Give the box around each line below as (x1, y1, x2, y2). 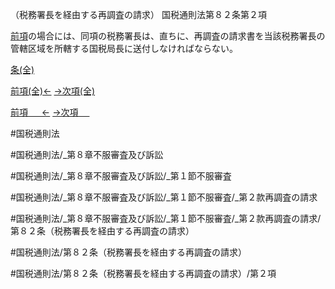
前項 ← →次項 (10, 106, 79, 118)
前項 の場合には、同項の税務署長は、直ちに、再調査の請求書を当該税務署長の (10, 30, 326, 42)
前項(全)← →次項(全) (10, 85, 96, 97)
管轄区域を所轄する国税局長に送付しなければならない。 (10, 43, 238, 54)
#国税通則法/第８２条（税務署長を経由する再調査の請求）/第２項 (10, 268, 277, 279)
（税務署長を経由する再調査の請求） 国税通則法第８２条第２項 (10, 9, 267, 20)
